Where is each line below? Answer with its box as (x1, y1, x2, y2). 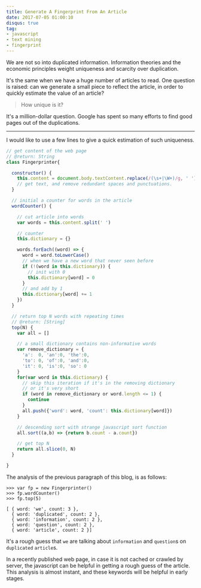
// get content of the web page (6, 148, 87, 154)
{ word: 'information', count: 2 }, (11, 517, 103, 523)
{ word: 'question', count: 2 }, (11, 521, 95, 528)
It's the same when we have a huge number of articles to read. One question (6, 76, 195, 84)
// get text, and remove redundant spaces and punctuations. (17, 181, 172, 187)
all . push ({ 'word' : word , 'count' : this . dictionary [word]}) (22, 407, 172, 414)
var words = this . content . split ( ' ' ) (17, 220, 111, 226)
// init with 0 (28, 269, 66, 275)
